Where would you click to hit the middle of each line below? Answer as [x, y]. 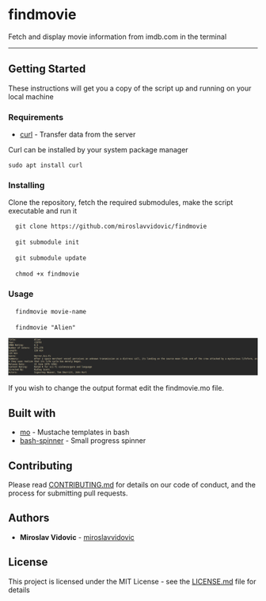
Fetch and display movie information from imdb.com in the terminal [118, 37]
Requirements [36, 117]
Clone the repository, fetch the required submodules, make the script [121, 202]
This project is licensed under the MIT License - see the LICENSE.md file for [132, 581]
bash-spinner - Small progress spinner [83, 441]
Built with [32, 413]
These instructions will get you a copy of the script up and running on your [130, 88]
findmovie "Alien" [46, 327]
